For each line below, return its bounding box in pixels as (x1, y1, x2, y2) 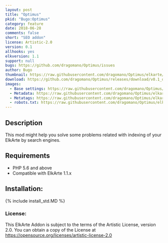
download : (5, 77, 26, 82)
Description (5, 118, 42, 127)
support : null (5, 58, 35, 63)
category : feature (5, 21, 43, 26)
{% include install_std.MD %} (5, 198, 65, 204)
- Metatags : (9, 95, 35, 100)
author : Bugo (5, 68, 32, 73)
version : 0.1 (5, 44, 32, 49)
